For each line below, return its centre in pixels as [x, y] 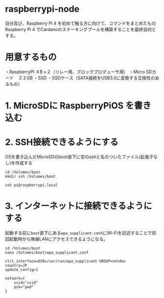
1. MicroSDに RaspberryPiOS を [70, 106]
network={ [15, 278]
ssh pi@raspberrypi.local [31, 185]
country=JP [16, 265]
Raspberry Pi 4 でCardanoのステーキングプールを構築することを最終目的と [81, 29]
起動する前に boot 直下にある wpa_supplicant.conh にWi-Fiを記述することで [79, 233]
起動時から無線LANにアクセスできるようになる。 [59, 239]
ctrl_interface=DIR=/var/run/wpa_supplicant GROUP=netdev [65, 261]
